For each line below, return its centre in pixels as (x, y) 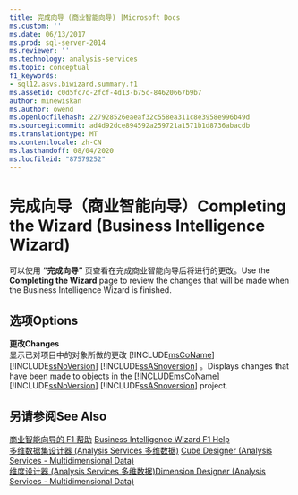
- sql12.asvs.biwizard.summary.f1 (74, 84)
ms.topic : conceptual (50, 68)
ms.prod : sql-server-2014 (57, 43)
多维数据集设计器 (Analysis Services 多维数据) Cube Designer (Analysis (141, 451)
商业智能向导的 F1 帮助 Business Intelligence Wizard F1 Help (119, 440)
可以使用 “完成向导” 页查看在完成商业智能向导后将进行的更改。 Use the (140, 270)
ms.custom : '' (36, 26)
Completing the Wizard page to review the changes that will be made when (149, 281)
